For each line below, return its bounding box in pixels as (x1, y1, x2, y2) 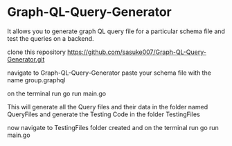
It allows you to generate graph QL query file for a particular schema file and (7, 27, 225, 35)
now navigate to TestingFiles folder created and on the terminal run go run (7, 123, 220, 131)
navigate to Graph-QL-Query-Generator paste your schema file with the (7, 69, 211, 77)
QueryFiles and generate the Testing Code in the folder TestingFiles (7, 110, 201, 118)
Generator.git (7, 55, 45, 63)
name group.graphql (7, 75, 66, 84)
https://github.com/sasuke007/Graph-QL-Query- (66, 48, 206, 56)
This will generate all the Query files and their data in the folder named (7, 102, 208, 111)
